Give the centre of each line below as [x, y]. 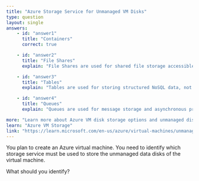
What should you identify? [38, 172]
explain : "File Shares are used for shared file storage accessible [108, 66]
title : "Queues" [42, 104]
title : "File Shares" [49, 60]
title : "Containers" [47, 39]
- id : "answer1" [37, 34]
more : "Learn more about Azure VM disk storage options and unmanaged [95, 120]
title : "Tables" [42, 82]
